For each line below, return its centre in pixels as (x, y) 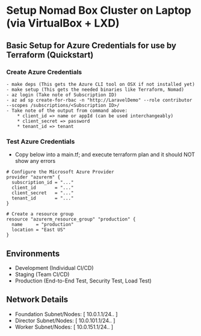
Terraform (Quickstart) (50, 55)
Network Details (37, 300)
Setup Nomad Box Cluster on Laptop (99, 11)
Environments (33, 253)
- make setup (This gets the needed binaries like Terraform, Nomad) (95, 90)
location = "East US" (39, 230)
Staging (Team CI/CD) (42, 274)
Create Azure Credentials (44, 72)
